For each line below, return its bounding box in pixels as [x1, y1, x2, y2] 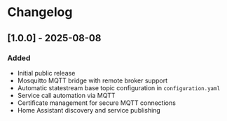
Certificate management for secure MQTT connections [17, 99, 177, 107]
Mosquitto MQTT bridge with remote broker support [17, 76, 168, 85]
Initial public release [17, 69, 76, 77]
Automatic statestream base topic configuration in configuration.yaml [17, 83, 221, 92]
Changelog [7, 4, 73, 20]
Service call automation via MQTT [17, 91, 116, 99]
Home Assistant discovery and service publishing [17, 106, 161, 114]
